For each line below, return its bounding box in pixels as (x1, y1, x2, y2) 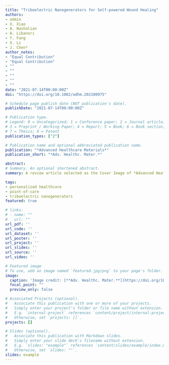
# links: (5, 207, 24, 213)
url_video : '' (5, 254, 35, 259)
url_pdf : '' (5, 222, 30, 227)
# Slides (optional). (5, 329, 51, 334)
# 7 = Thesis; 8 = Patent (5, 129, 59, 134)
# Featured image (5, 264, 42, 269)
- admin (5, 17, 22, 22)
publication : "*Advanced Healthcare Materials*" (5, 147, 109, 152)
